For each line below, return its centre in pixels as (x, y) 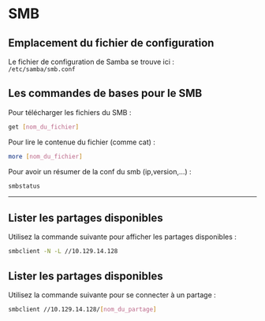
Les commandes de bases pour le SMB (105, 93)
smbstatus (24, 186)
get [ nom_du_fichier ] (44, 127)
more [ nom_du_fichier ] (45, 156)
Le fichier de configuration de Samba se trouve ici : (91, 62)
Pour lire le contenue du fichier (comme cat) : (82, 142)
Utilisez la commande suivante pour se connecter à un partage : (112, 295)
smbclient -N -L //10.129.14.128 (63, 252)
